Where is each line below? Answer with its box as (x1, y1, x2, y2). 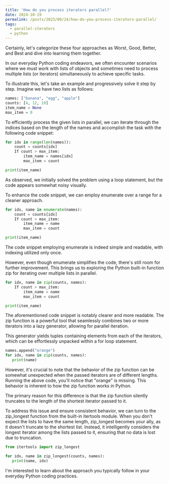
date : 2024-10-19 (5, 12, 42, 17)
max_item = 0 (5, 110, 33, 115)
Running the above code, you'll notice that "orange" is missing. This (5, 378, 146, 383)
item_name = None (5, 105, 42, 110)
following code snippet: (5, 130, 54, 136)
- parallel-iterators (10, 26, 55, 31)
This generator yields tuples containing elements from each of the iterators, (5, 333, 162, 339)
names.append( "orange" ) (5, 348, 55, 353)
